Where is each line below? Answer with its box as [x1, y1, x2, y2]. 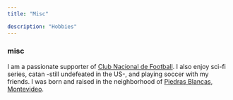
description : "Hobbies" [7, 23, 78, 30]
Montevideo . [7, 85, 44, 93]
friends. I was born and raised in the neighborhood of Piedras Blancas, [7, 77, 213, 85]
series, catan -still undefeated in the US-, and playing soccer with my [7, 70, 209, 78]
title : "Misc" [7, 10, 49, 18]
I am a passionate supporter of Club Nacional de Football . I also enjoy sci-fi [7, 62, 226, 70]
